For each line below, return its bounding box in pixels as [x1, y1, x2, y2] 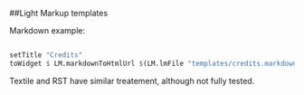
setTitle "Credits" [9, 51, 83, 60]
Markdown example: [9, 25, 86, 35]
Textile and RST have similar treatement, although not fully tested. [9, 75, 255, 86]
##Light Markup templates [9, 8, 109, 18]
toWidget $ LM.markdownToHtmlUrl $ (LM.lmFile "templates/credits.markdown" [9, 59, 301, 68]
